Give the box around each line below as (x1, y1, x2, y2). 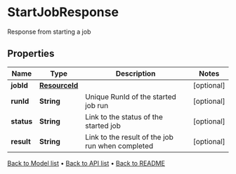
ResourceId (39, 80, 79, 90)
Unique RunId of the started (85, 92, 177, 102)
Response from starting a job (7, 27, 91, 36)
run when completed (85, 141, 154, 151)
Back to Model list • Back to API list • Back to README (7, 159, 165, 167)
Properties (7, 48, 55, 60)
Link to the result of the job (85, 132, 173, 142)
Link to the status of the (85, 112, 163, 121)
